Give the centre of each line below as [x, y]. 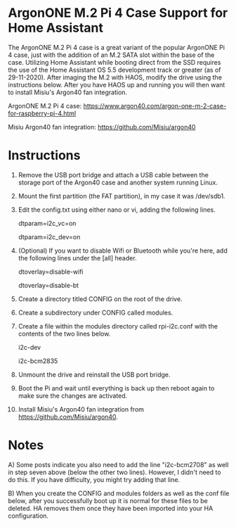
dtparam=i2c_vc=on [47, 223]
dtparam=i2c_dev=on [49, 236]
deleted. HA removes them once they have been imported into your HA [111, 508]
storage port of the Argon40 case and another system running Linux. [118, 182]
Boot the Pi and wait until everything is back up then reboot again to [116, 388]
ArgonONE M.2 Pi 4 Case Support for [118, 13]
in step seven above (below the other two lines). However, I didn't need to [114, 472]
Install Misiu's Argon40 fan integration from [81, 409]
